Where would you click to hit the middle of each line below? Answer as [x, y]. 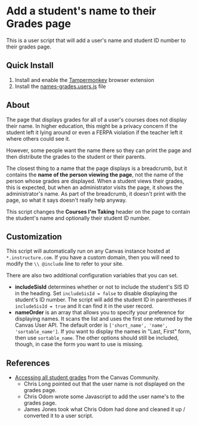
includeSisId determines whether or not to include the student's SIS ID [102, 287]
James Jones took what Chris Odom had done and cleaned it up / [104, 409]
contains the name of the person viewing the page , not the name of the [95, 174]
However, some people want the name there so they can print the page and [99, 150]
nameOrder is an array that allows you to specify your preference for [100, 312]
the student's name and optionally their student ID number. [78, 218]
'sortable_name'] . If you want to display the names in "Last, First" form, [103, 332]
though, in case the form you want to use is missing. [79, 344]
